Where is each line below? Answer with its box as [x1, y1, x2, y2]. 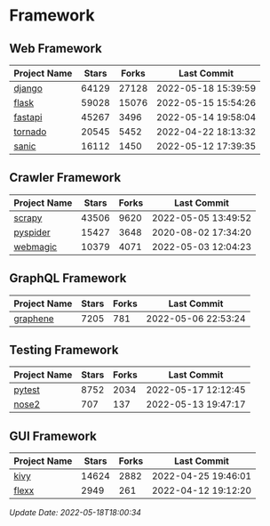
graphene [13, 312, 55, 325]
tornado [13, 125, 47, 138]
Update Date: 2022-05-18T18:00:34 [9, 507, 142, 518]
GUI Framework [9, 428, 98, 443]
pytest [13, 384, 40, 396]
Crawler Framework [9, 170, 122, 185]
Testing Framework [9, 343, 119, 358]
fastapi [13, 111, 43, 123]
